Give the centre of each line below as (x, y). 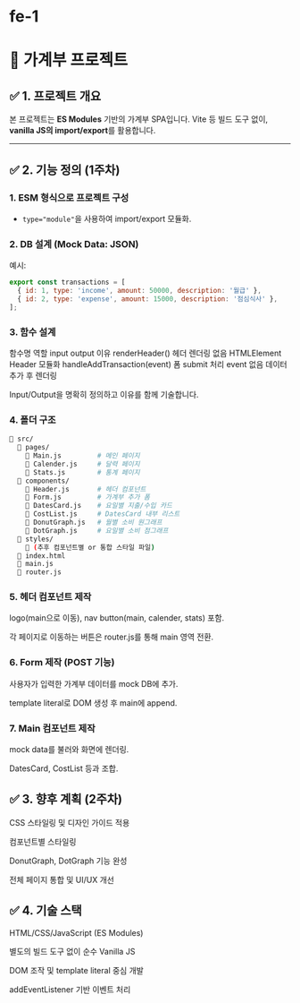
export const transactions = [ (67, 283)
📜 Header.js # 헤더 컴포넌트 (86, 489)
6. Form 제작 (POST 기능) (62, 663)
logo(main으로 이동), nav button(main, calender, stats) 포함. (117, 618)
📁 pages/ (33, 448)
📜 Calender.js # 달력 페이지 (83, 464)
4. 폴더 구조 (33, 420)
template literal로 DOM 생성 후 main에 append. (93, 703)
